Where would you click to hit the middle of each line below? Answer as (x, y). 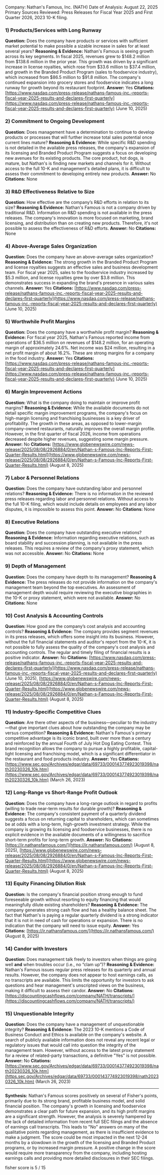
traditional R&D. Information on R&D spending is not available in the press (79, 212)
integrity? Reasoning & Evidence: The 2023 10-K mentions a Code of (75, 1029)
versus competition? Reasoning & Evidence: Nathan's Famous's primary (78, 733)
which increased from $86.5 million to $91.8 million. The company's (73, 77)
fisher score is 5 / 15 (25, 1168)
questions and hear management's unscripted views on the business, (75, 985)
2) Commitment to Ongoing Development (55, 121)
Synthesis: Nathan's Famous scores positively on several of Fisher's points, (82, 1096)
